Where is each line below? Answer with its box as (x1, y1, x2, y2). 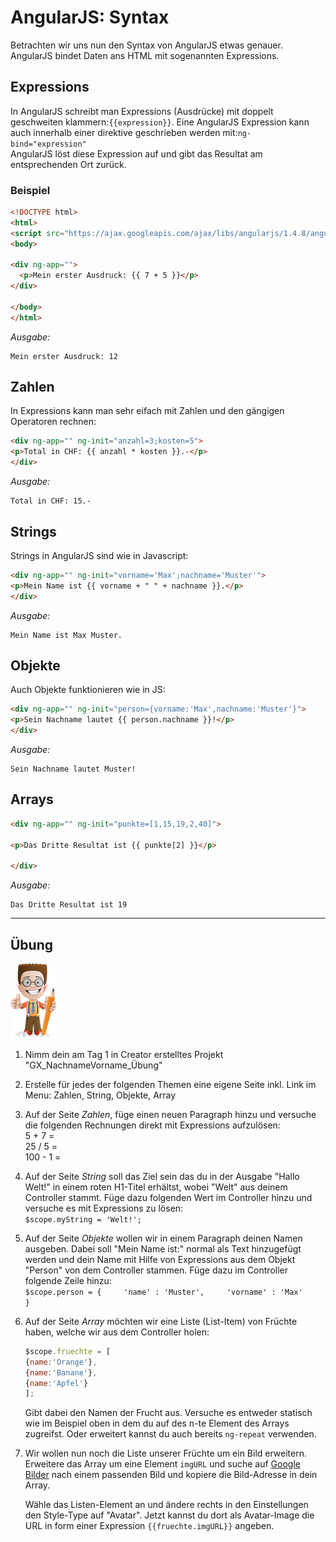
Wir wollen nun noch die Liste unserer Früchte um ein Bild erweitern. (24, 1447, 308, 1460)
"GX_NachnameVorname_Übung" (24, 1059, 163, 1071)
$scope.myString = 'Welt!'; (24, 1214, 142, 1225)
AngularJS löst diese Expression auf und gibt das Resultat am (10, 147, 263, 160)
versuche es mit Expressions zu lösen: (24, 1202, 184, 1214)
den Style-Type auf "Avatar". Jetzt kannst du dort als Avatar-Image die (24, 1509, 315, 1521)
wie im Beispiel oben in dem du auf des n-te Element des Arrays (24, 1417, 290, 1430)
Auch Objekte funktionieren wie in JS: (10, 684, 166, 696)
